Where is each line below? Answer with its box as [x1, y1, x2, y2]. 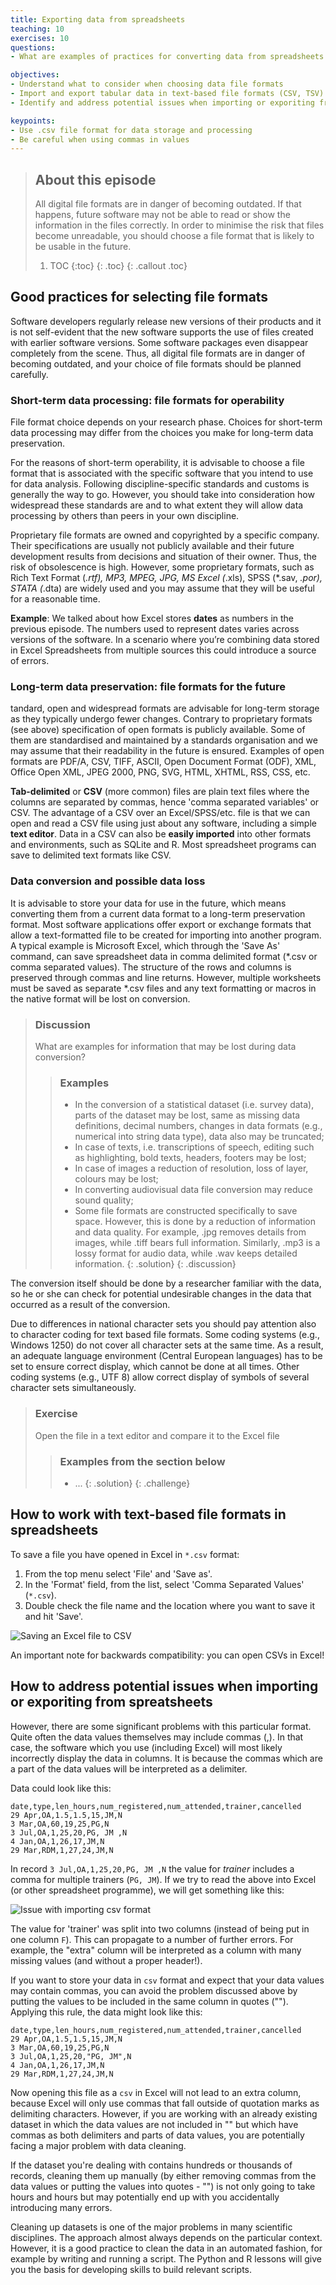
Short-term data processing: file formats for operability [10, 393, 285, 407]
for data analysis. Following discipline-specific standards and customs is [10, 478, 310, 490]
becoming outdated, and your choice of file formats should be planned [10, 357, 302, 370]
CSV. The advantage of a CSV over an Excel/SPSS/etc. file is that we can [10, 807, 311, 819]
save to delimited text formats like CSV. [10, 849, 172, 861]
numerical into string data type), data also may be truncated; [74, 1131, 325, 1143]
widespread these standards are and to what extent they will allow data [10, 499, 304, 511]
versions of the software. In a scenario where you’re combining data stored [10, 634, 320, 646]
